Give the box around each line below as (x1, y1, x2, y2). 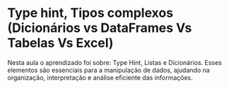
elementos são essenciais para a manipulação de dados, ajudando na (7, 66, 210, 74)
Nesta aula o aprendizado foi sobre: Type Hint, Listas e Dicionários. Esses (7, 58, 223, 66)
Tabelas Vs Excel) (7, 35, 114, 51)
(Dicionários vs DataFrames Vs (7, 20, 192, 36)
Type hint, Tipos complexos (7, 5, 174, 21)
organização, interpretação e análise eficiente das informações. (7, 73, 193, 82)
